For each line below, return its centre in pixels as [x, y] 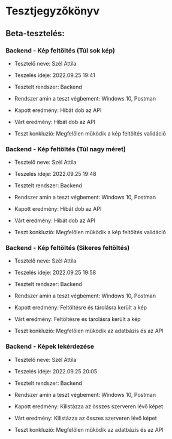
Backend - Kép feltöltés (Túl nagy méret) [66, 149]
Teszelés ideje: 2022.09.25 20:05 [56, 371]
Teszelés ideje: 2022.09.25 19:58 [55, 273]
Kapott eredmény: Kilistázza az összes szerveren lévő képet [88, 406]
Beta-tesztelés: [35, 33]
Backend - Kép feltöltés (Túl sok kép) [60, 51]
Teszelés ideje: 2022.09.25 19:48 [55, 174]
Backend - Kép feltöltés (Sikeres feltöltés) [68, 248]
